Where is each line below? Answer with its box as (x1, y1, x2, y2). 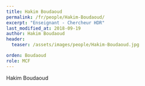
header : (6, 36, 26, 42)
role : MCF (6, 58, 31, 64)
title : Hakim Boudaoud (6, 8, 62, 15)
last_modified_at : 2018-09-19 (6, 25, 81, 31)
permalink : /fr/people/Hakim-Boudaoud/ (6, 14, 105, 20)
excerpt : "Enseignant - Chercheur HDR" (6, 20, 105, 26)
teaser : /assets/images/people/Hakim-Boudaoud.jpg (11, 42, 140, 48)
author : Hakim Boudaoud (6, 31, 65, 37)
